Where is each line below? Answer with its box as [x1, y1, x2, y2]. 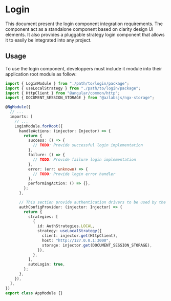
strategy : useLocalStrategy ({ [37, 229, 102, 234]
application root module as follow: [5, 71, 77, 77]
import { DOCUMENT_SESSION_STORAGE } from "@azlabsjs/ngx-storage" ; [5, 95, 155, 101]
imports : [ [10, 114, 33, 119]
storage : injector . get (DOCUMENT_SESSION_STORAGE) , [41, 242, 153, 248]
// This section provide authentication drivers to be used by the [18, 199, 166, 205]
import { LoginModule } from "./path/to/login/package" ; [5, 81, 130, 86]
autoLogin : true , [28, 262, 66, 267]
